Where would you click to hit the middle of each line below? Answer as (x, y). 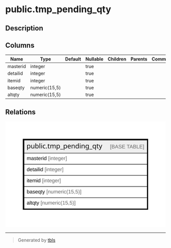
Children (117, 59)
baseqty (16, 87)
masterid (17, 67)
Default (73, 59)
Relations (21, 112)
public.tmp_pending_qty (58, 9)
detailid (15, 73)
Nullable (94, 59)
